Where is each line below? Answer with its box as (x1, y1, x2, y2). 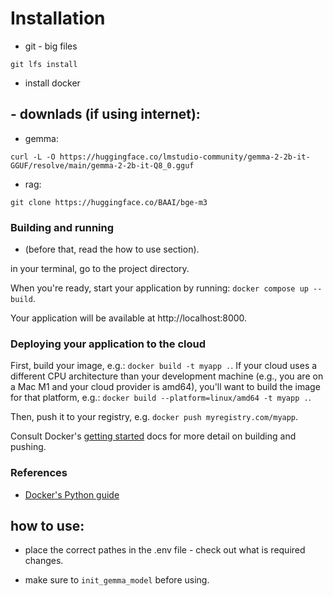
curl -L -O (10, 152, 56, 162)
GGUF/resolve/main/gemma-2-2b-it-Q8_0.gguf (10, 160, 195, 171)
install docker (24, 77, 81, 89)
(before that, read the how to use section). (24, 243, 200, 256)
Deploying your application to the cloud (10, 337, 206, 351)
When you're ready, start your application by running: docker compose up (10, 282, 309, 294)
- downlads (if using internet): (10, 106, 201, 123)
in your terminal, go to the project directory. (10, 263, 190, 275)
